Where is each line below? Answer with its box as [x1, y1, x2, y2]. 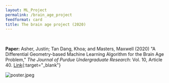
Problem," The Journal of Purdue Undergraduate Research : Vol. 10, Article [5, 57, 163, 63]
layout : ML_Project [5, 7, 47, 13]
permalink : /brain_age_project [5, 12, 72, 17]
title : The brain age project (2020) [5, 22, 86, 27]
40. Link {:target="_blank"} [5, 62, 61, 68]
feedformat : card [5, 17, 43, 22]
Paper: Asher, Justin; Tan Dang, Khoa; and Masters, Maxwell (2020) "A [5, 46, 156, 52]
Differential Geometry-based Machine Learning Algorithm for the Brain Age [5, 51, 164, 57]
